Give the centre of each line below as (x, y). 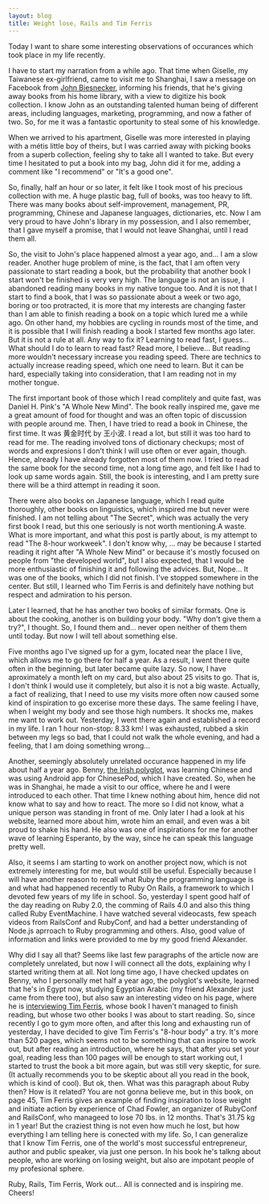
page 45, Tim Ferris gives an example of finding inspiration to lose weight (130, 1100)
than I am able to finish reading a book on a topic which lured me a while (128, 314)
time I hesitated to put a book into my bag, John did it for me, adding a (124, 163)
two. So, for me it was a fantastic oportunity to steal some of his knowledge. (134, 122)
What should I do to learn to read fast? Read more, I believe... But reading (129, 348)
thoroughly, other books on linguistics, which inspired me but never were (129, 509)
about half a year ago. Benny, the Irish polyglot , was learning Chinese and (130, 769)
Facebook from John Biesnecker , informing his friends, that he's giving (126, 87)
